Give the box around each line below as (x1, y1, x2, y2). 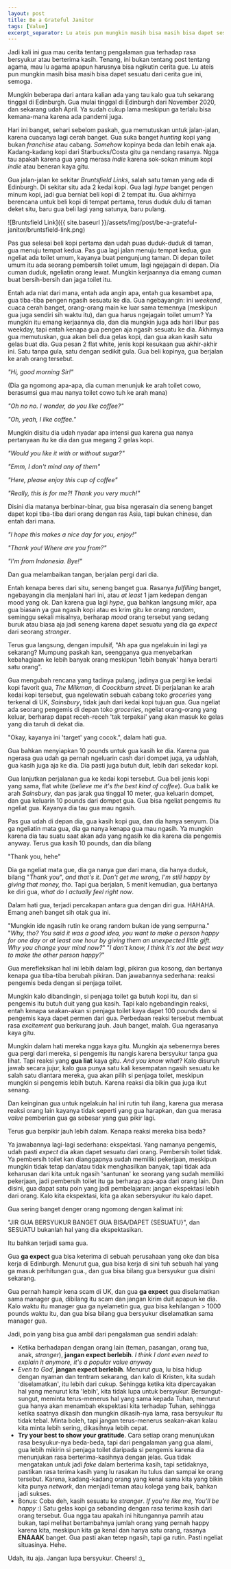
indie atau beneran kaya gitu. (8, 162, 90, 171)
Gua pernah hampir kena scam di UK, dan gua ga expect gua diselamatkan (8, 1288, 220, 1296)
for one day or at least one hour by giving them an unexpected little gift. (8, 936, 211, 944)
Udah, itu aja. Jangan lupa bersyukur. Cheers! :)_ (8, 1554, 146, 1562)
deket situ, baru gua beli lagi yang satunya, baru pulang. (8, 205, 167, 213)
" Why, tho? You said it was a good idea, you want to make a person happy (8, 929, 219, 938)
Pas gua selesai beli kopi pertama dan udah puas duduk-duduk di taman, (8, 239, 214, 248)
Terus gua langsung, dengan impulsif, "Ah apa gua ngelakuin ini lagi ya (8, 641, 208, 649)
